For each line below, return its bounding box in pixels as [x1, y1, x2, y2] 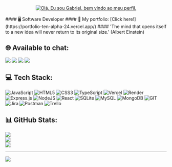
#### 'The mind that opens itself [97, 23, 167, 30]
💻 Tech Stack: [5, 74, 53, 82]
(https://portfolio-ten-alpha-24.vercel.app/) [5, 23, 96, 30]
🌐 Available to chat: [5, 43, 69, 53]
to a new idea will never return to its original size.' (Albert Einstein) [5, 29, 145, 35]
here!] [123, 16, 136, 22]
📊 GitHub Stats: [5, 116, 58, 125]
